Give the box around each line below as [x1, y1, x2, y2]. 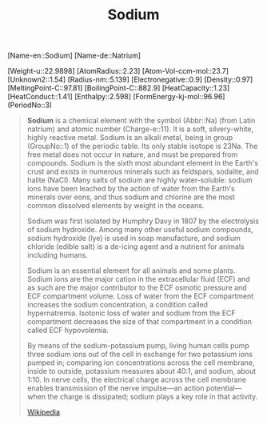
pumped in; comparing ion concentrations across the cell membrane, [26, 358, 255, 367]
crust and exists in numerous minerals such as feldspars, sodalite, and [26, 166, 259, 177]
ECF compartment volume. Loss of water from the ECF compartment [26, 291, 254, 301]
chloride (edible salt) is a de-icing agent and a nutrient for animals [26, 242, 245, 251]
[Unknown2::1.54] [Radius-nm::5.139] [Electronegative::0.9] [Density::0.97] [7, 74, 253, 85]
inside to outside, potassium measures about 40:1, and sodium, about [26, 367, 257, 376]
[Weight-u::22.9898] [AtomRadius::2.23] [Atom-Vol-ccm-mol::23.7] [7, 66, 229, 76]
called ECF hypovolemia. [26, 326, 109, 335]
